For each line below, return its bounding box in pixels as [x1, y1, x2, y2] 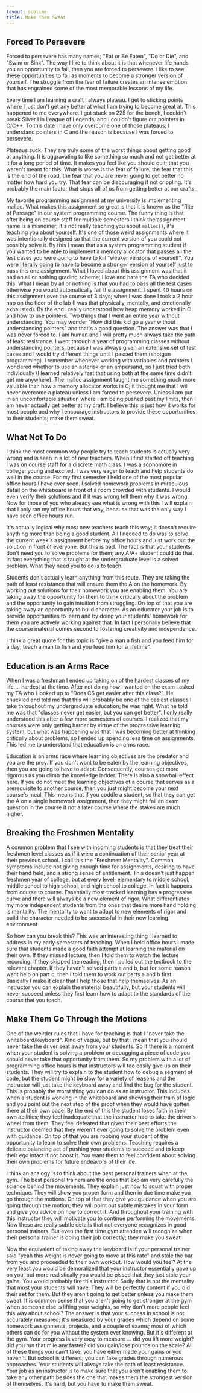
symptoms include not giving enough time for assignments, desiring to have [6, 863, 195, 870]
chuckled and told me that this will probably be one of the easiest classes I [6, 696, 192, 703]
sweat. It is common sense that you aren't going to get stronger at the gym [6, 1297, 192, 1304]
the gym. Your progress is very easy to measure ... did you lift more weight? [6, 1335, 194, 1342]
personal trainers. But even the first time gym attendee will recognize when [6, 1227, 193, 1234]
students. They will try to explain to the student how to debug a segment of [6, 1068, 193, 1075]
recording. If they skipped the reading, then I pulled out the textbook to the [6, 958, 192, 965]
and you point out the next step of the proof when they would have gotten [6, 1100, 190, 1107]
